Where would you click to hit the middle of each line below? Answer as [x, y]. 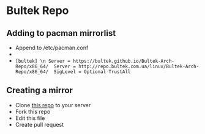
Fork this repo [33, 111]
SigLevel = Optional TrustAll [92, 72]
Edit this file [30, 118]
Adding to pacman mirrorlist [61, 33]
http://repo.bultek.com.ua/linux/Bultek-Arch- [139, 66]
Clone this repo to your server [53, 105]
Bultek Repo [38, 11]
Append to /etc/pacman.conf [52, 48]
